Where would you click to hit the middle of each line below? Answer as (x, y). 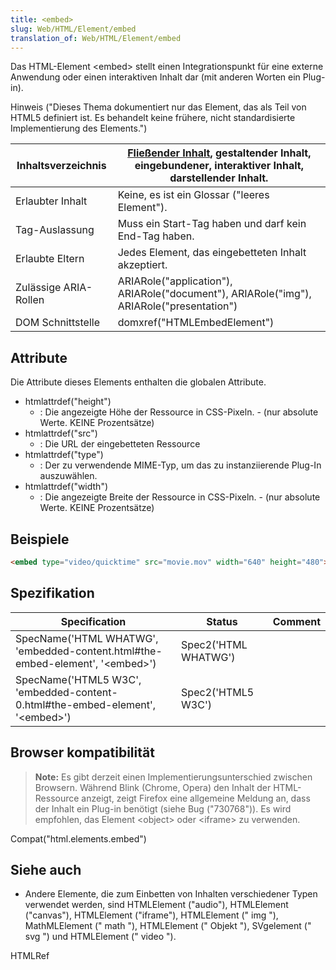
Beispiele (40, 539)
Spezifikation (52, 593)
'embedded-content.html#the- (89, 651)
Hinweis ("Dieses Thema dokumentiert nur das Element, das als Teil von (158, 107)
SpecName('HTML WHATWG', (87, 638)
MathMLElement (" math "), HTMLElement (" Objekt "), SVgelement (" (168, 926)
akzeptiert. (142, 265)
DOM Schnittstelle (57, 323)
